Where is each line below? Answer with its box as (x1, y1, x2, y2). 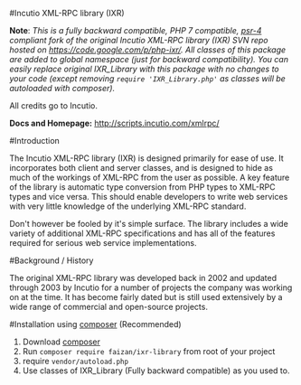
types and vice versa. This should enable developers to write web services (9, 192, 288, 202)
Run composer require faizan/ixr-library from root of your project (22, 346, 276, 356)
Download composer (22, 336, 101, 347)
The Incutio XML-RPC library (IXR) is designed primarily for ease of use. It (9, 153, 284, 164)
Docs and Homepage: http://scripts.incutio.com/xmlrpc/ (9, 117, 220, 128)
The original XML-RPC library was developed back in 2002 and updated (9, 273, 277, 283)
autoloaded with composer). (9, 83, 116, 93)
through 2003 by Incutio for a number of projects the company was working (9, 282, 293, 293)
